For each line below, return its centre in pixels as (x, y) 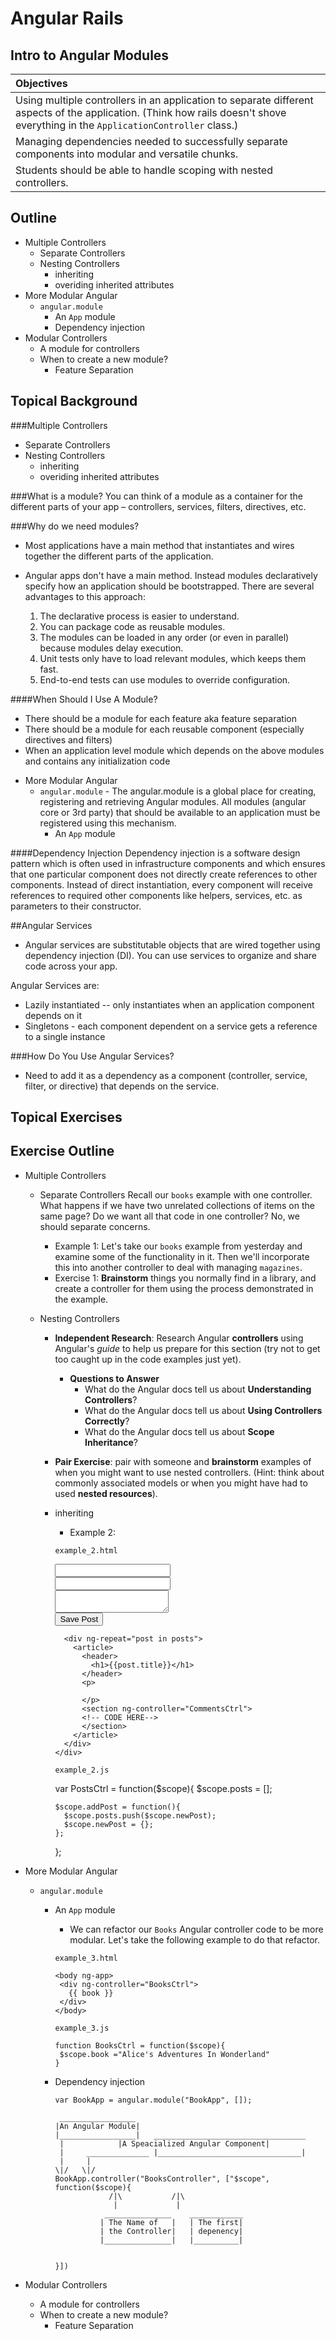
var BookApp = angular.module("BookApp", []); (153, 2100)
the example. (81, 1299)
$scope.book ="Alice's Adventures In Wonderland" (165, 2054)
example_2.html (86, 1550)
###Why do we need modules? (75, 526)
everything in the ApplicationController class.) (127, 125)
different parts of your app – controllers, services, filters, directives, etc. (158, 506)
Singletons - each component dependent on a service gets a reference (171, 1026)
